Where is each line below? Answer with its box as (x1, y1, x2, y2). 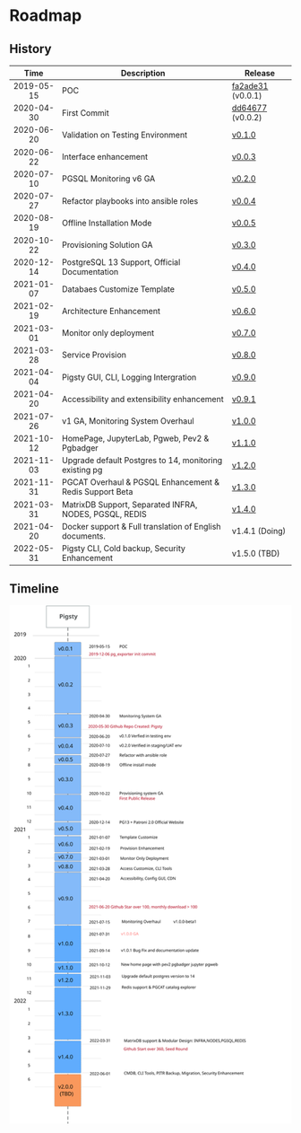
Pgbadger (61, 442, 99, 453)
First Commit (61, 107, 109, 118)
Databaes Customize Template (61, 284, 175, 294)
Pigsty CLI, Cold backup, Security (61, 543, 186, 553)
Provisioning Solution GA (61, 240, 154, 250)
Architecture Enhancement (61, 305, 161, 316)
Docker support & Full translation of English (61, 521, 221, 531)
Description (120, 67, 166, 78)
